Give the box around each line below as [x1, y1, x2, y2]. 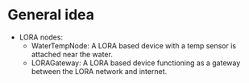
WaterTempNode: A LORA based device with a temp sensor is [31, 40, 237, 50]
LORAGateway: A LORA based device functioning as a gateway [31, 58, 241, 68]
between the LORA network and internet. [31, 66, 168, 76]
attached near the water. [31, 49, 114, 59]
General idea [7, 6, 94, 24]
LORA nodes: [19, 32, 64, 42]
